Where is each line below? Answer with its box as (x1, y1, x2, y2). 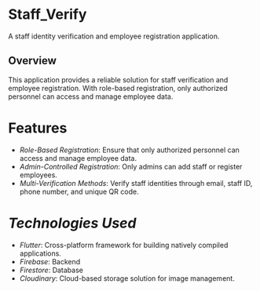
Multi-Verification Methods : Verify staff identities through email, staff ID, (19, 178, 253, 187)
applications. (19, 249, 61, 258)
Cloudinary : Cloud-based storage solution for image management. (19, 273, 236, 283)
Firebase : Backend (19, 256, 81, 266)
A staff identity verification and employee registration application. (8, 31, 220, 41)
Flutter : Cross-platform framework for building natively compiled (19, 240, 229, 249)
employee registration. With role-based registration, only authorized (8, 83, 228, 93)
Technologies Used (8, 214, 137, 232)
